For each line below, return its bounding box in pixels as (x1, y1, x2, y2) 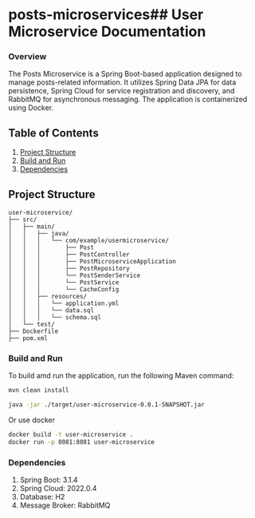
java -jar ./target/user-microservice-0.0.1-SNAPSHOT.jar (8, 401, 205, 409)
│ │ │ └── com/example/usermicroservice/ (8, 237, 170, 245)
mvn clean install (8, 386, 69, 394)
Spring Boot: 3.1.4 (19, 475, 78, 484)
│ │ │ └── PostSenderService (8, 271, 141, 280)
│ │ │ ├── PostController (8, 251, 130, 259)
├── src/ (8, 216, 37, 224)
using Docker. (8, 103, 54, 113)
